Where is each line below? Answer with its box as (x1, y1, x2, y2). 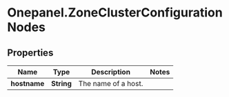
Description (90, 67, 131, 76)
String (50, 79, 72, 88)
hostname (10, 79, 45, 88)
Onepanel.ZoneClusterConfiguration (7, 5, 223, 21)
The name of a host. (78, 79, 143, 88)
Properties (7, 47, 54, 58)
